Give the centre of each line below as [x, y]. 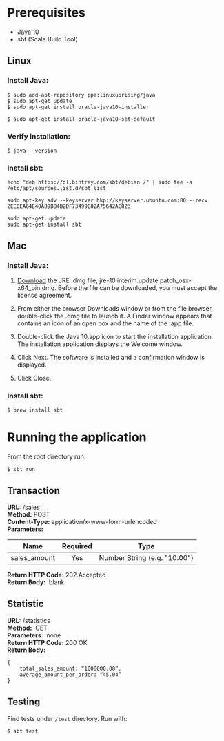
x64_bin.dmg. [37, 287]
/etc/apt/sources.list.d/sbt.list [57, 189]
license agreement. [44, 295]
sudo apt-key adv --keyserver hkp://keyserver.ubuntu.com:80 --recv [108, 201]
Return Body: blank [36, 582]
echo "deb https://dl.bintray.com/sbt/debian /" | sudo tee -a [100, 182]
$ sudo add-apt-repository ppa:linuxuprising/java [81, 95]
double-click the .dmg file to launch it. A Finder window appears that [114, 316]
